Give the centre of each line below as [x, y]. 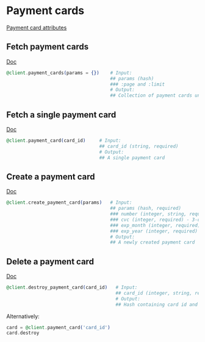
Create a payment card [51, 177]
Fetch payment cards [48, 47]
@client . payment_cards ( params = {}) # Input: [69, 73]
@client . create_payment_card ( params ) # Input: [69, 203]
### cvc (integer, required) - [150, 220]
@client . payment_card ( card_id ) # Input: [64, 140]
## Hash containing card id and [157, 304]
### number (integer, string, [149, 214]
